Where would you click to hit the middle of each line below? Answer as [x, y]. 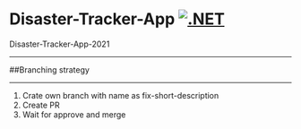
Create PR [41, 105]
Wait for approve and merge [74, 114]
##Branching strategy [49, 69]
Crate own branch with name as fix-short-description [120, 95]
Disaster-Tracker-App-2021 [60, 44]
